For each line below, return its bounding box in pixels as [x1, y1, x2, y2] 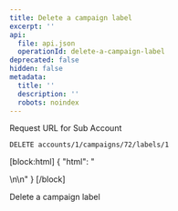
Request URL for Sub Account [9, 123, 122, 134]
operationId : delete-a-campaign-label [17, 47, 166, 56]
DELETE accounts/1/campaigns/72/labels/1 [9, 140, 170, 150]
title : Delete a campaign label [9, 13, 132, 23]
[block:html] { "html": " [9, 156, 95, 167]
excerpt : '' [9, 22, 55, 31]
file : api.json [17, 38, 76, 48]
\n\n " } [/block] [9, 174, 66, 185]
